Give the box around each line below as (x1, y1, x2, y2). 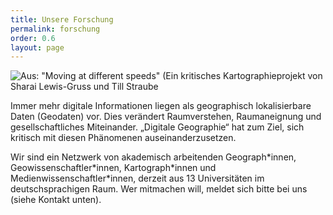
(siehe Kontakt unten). (10, 194, 102, 206)
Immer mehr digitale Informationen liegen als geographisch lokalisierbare (10, 100, 312, 112)
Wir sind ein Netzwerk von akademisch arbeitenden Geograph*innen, (10, 151, 297, 163)
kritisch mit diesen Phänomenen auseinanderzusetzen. (10, 132, 237, 144)
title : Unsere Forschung (10, 14, 114, 25)
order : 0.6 (10, 33, 56, 43)
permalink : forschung (10, 24, 101, 34)
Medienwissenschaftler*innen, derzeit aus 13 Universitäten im (10, 172, 265, 185)
